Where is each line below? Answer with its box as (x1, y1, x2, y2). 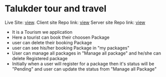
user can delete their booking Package (12, 39, 92, 45)
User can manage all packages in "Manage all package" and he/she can (12, 50, 161, 56)
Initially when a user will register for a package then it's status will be (12, 61, 154, 67)
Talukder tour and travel (5, 3, 107, 14)
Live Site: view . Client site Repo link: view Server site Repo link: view (5, 19, 146, 25)
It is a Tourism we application (12, 29, 73, 35)
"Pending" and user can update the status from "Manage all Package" (12, 66, 157, 72)
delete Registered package (12, 55, 68, 61)
